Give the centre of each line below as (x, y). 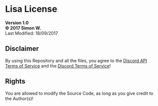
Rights (15, 82)
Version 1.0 (17, 23)
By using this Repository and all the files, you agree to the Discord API (76, 61)
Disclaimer (22, 49)
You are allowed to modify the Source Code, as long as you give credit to (79, 93)
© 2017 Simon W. (23, 28)
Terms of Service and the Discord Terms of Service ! (58, 66)
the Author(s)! (19, 98)
